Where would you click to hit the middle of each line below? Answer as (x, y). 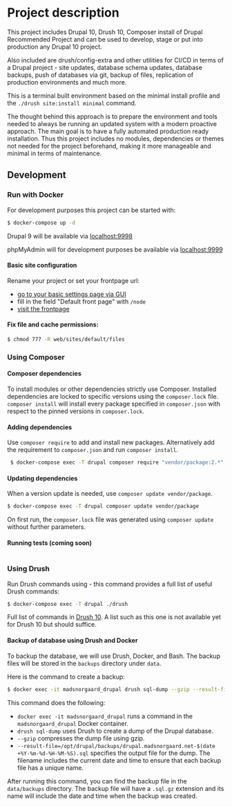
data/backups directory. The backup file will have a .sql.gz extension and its (116, 788)
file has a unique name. (50, 767)
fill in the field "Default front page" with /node (81, 301)
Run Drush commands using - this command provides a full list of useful (110, 584)
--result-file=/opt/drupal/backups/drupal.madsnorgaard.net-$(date (116, 746)
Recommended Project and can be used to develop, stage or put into (105, 39)
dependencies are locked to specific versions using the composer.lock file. (113, 396)
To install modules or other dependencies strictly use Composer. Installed (112, 389)
